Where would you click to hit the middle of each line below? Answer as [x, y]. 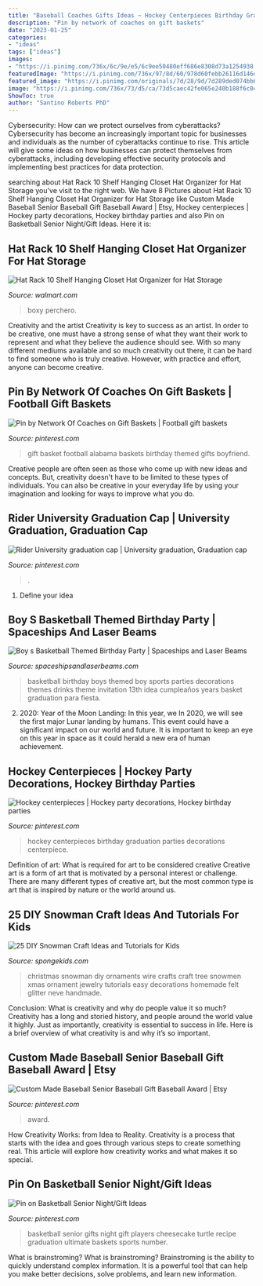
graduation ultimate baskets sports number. [97, 1242]
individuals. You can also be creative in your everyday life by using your [124, 485]
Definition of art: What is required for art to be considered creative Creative [129, 865]
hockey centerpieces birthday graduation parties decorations [126, 842]
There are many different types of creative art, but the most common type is [131, 882]
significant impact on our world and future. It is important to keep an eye [136, 730]
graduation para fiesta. [64, 698]
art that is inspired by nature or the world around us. [92, 890]
